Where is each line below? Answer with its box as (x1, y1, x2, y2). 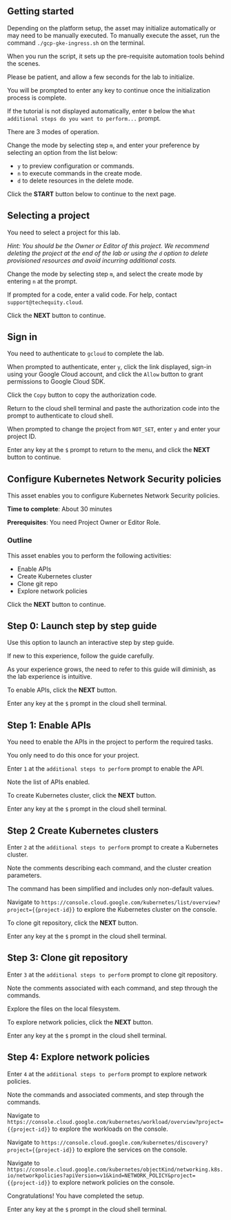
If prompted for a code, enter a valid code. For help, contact (7, 290, 177, 299)
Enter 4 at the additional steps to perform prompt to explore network (7, 1069, 208, 1078)
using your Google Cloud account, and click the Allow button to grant (7, 370, 203, 379)
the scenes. (7, 59, 41, 68)
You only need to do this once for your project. (7, 751, 140, 760)
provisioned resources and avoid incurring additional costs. (7, 256, 177, 265)
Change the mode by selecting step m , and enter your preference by (7, 141, 200, 149)
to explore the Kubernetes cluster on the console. (77, 905, 217, 913)
